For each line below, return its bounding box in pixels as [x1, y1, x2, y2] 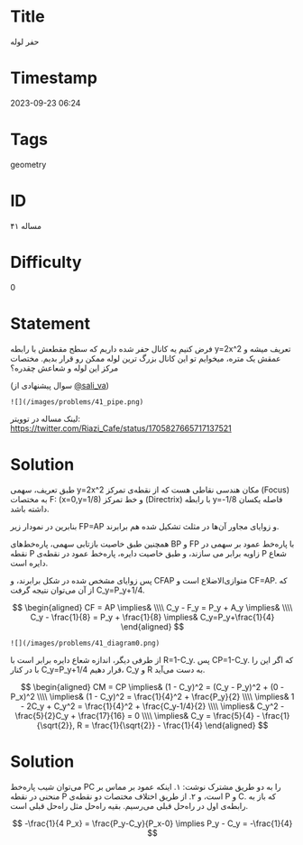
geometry [10, 159, 47, 170]
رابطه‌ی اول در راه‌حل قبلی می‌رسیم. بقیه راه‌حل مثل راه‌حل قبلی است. [10, 800, 249, 811]
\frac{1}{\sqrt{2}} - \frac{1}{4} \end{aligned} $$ [91, 720, 269, 730]
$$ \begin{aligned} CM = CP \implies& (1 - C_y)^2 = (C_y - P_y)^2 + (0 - [20, 681, 285, 692]
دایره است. [10, 557, 49, 568]
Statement [10, 313, 91, 334]
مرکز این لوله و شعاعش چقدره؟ [10, 363, 119, 373]
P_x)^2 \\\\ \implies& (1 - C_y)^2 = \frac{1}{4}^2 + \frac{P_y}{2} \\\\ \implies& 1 [10, 691, 295, 702]
